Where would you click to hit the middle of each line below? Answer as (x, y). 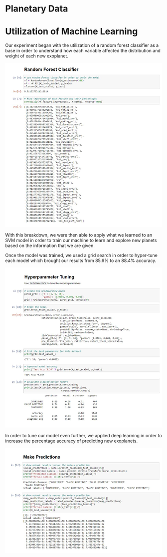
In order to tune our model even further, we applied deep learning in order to (83, 436)
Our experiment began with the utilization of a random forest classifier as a (82, 45)
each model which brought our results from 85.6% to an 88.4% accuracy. (81, 261)
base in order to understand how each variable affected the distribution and (83, 51)
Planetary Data (37, 9)
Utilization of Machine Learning (72, 32)
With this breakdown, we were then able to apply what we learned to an (79, 235)
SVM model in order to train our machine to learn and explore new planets (81, 240)
